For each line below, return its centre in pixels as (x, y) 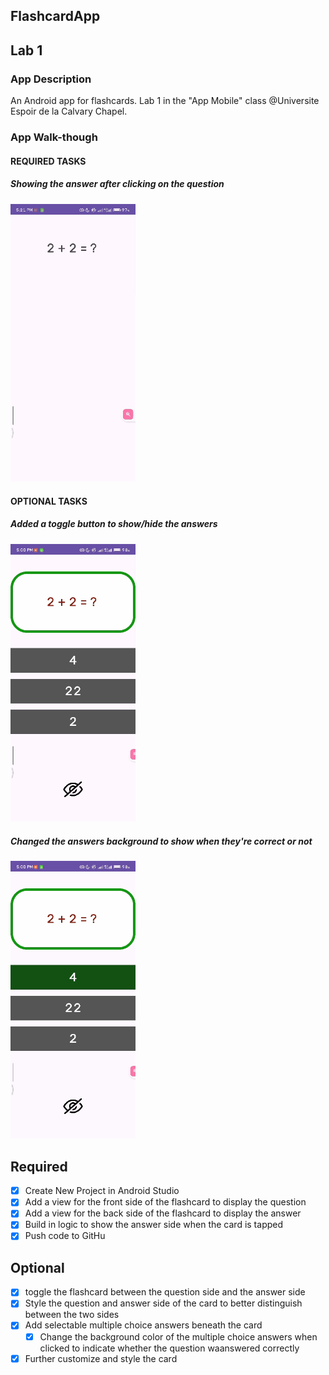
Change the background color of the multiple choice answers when (178, 1336)
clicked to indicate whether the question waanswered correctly (169, 1348)
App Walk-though (54, 137)
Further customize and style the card (101, 1358)
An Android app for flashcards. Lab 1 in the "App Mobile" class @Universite (165, 101)
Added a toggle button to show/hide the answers (114, 524)
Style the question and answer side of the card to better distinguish (163, 1303)
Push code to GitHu (65, 1236)
